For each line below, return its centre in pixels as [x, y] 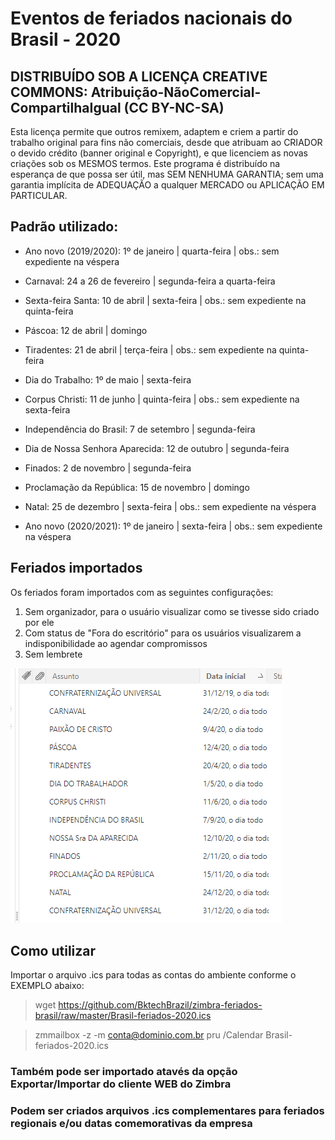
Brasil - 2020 [66, 39]
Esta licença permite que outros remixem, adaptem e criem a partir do [154, 131]
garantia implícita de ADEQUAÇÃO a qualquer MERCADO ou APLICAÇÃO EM [167, 185]
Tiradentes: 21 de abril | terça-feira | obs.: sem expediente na [150, 349]
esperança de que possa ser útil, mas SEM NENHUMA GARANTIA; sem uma [167, 174]
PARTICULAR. [39, 195]
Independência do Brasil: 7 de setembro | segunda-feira [140, 429]
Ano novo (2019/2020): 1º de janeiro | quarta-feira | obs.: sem [152, 251]
